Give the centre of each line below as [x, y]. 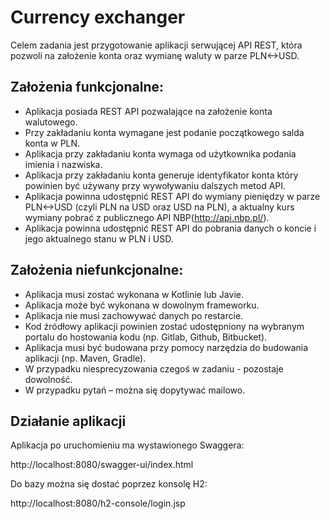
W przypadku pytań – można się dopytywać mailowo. [135, 390]
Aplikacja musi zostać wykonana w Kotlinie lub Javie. [134, 294]
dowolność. [48, 379]
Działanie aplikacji [68, 421]
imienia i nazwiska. [63, 164]
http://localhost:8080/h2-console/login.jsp [98, 503]
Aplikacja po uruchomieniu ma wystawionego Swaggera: [127, 445]
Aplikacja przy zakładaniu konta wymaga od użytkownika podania [160, 153]
